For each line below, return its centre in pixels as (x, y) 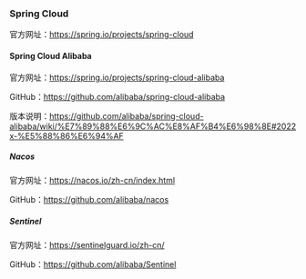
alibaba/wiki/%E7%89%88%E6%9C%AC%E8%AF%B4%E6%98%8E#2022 (153, 126)
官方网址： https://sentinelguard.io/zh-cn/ (87, 245)
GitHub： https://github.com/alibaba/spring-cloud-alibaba (117, 96)
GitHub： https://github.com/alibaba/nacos (89, 200)
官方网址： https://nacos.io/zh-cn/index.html (92, 181)
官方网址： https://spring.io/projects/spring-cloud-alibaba (117, 77)
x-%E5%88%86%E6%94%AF (67, 135)
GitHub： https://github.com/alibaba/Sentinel (93, 264)
